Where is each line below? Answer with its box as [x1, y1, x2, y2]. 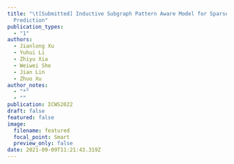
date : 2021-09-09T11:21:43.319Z [7, 147, 101, 154]
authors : [7, 36, 33, 43]
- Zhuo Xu [13, 75, 42, 82]
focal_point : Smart [13, 133, 70, 140]
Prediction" [13, 17, 49, 24]
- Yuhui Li [13, 50, 45, 57]
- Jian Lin [13, 68, 45, 75]
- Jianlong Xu [13, 43, 54, 50]
